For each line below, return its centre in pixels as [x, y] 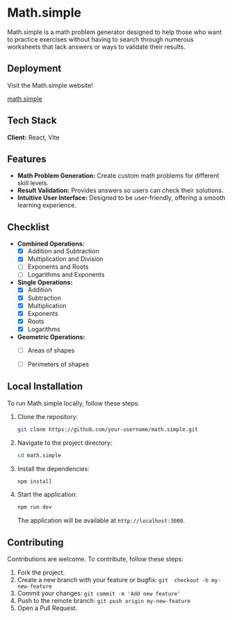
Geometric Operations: [51, 337]
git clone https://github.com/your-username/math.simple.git [108, 429]
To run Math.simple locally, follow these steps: [74, 403]
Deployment [34, 68]
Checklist [28, 227]
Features [27, 159]
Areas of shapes [51, 350]
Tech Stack [32, 120]
